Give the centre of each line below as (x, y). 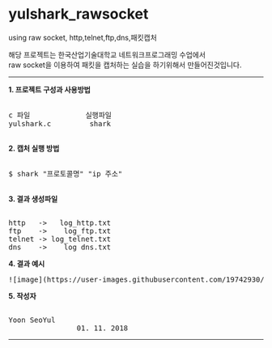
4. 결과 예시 (27, 263)
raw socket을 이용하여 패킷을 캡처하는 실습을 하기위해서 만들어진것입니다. (125, 65)
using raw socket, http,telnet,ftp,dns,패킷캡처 (83, 37)
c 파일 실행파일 (60, 115)
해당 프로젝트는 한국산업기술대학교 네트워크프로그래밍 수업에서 (107, 54)
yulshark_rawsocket (79, 14)
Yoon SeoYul (32, 320)
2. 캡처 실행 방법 (34, 148)
